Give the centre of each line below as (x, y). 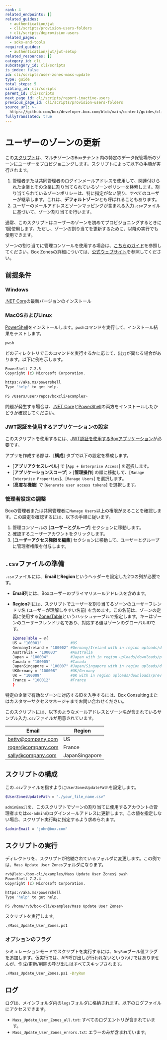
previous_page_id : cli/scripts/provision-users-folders (64, 103)
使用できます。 (20, 235)
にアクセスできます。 (27, 1009)
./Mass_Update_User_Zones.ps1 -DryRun (45, 973)
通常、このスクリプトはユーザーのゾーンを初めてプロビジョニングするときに (83, 222)
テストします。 (29, 333)
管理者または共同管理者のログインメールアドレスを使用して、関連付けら (86, 181)
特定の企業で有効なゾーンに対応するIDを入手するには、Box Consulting (77, 695)
